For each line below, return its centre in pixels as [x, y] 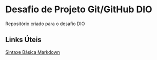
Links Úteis [24, 40]
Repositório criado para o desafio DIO [45, 24]
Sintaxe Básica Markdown [33, 52]
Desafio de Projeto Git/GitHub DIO [79, 9]
